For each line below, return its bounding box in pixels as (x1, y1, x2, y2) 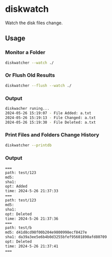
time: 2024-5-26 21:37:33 (5, 189, 58, 194)
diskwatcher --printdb (5, 142, 52, 148)
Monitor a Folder (5, 49, 45, 56)
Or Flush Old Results (5, 72, 55, 79)
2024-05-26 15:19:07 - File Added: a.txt (5, 110, 92, 116)
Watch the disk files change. (5, 20, 63, 26)
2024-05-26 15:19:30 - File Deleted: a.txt (5, 120, 96, 125)
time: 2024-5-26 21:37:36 (5, 216, 58, 221)
